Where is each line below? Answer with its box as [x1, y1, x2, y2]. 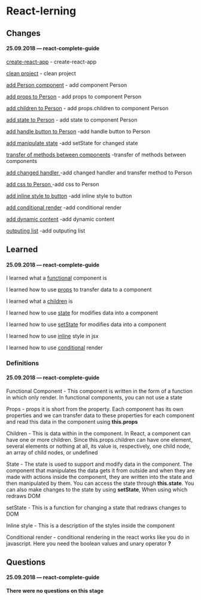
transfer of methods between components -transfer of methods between [6, 151, 187, 158]
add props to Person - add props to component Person [6, 93, 142, 100]
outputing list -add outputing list [6, 227, 86, 234]
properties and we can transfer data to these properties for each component [6, 412, 194, 419]
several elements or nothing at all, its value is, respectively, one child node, [6, 442, 191, 450]
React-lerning [6, 4, 77, 18]
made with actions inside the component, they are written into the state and [6, 473, 193, 480]
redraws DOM [6, 492, 41, 499]
